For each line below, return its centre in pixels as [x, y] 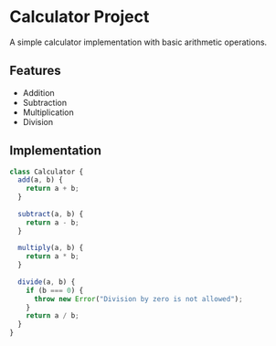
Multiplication [48, 112]
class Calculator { [47, 172]
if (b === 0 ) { [55, 290]
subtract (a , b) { [51, 214]
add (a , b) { [41, 180]
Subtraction [44, 102]
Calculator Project [80, 17]
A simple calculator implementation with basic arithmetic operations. [138, 42]
